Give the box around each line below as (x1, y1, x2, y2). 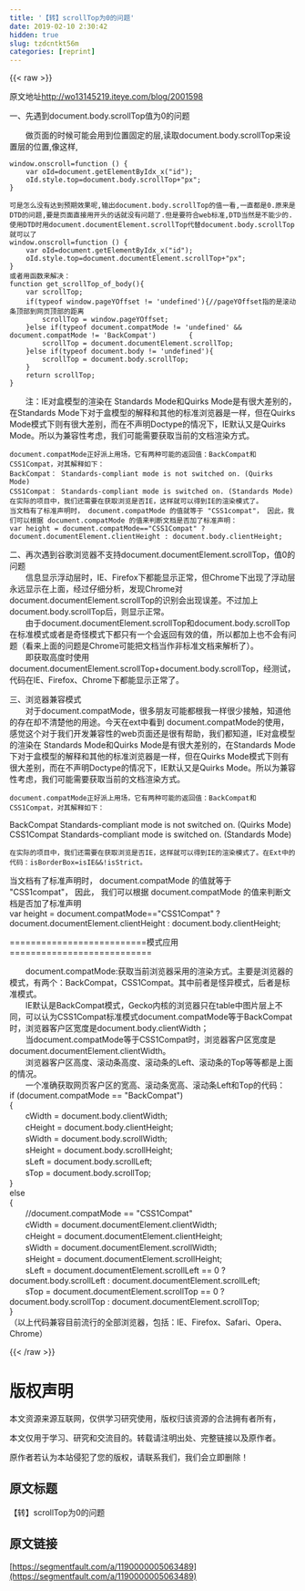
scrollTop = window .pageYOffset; (42, 315, 169, 325)
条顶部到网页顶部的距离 (9, 307, 85, 316)
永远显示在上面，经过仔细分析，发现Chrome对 (9, 584, 184, 594)
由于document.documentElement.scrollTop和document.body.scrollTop (25, 617, 290, 629)
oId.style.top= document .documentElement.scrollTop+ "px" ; (25, 254, 247, 263)
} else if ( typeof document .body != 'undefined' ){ (25, 347, 214, 356)
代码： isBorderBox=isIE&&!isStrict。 (9, 858, 147, 867)
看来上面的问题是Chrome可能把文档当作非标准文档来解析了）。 (25, 640, 259, 652)
